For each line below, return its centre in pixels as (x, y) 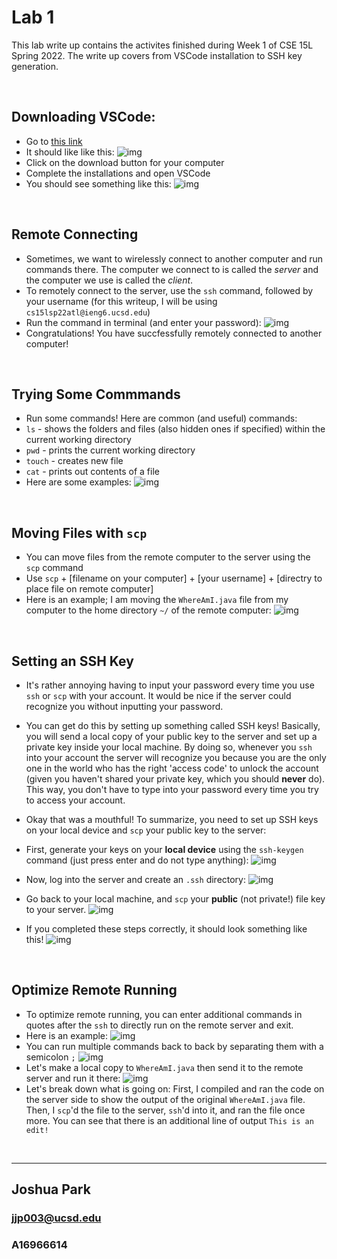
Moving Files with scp (79, 532)
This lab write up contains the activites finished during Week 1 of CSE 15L (162, 45)
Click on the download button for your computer (125, 162)
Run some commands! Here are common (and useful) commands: (161, 418)
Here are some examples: (78, 482)
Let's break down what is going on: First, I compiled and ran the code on (175, 1088)
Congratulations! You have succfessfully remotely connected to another (174, 333)
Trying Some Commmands (96, 394)
